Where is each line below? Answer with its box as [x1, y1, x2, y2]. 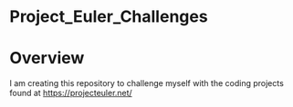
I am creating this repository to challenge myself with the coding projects [9, 78, 285, 89]
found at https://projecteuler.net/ [9, 88, 132, 99]
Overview [9, 48, 85, 69]
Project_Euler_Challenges [9, 6, 208, 27]
